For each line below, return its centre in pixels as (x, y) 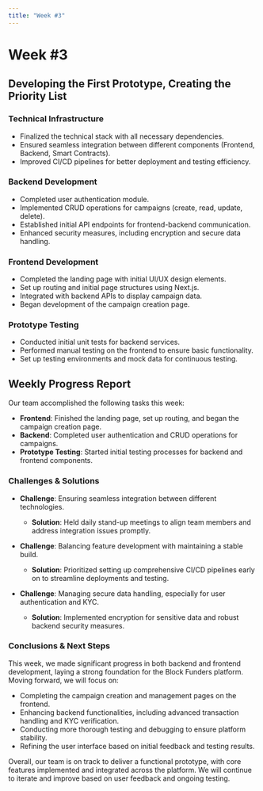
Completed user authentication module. (84, 199)
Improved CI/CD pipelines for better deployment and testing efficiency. (135, 161)
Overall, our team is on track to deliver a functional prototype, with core (125, 761)
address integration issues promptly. (91, 530)
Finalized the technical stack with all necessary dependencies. (122, 136)
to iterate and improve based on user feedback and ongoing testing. (119, 778)
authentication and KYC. (59, 602)
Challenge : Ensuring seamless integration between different (118, 498)
